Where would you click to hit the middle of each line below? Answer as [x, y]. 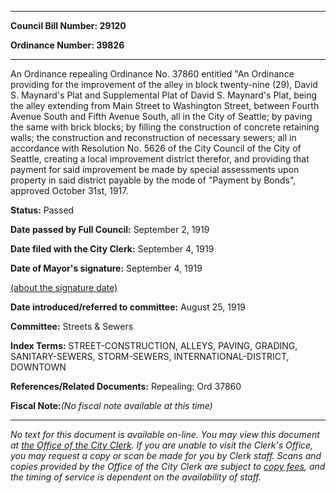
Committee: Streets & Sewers [72, 326]
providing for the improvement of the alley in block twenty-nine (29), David [164, 84]
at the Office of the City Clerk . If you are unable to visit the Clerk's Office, [162, 445]
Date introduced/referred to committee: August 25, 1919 [128, 307]
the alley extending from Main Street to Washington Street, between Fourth [165, 105]
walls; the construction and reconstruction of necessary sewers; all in [153, 137]
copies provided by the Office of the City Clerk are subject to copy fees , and [168, 466]
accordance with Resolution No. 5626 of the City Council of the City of [156, 148]
